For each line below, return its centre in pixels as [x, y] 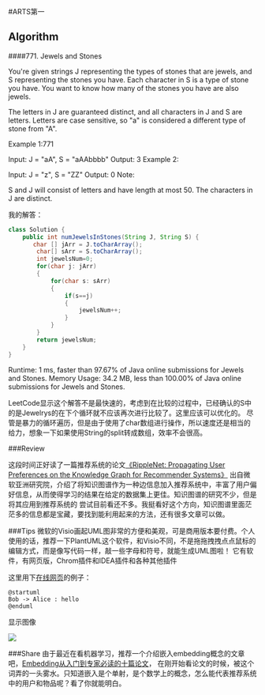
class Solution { [37, 229]
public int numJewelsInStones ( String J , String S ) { [111, 237]
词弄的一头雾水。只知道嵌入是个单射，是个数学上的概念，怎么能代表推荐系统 [132, 673]
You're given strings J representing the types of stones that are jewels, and [130, 71]
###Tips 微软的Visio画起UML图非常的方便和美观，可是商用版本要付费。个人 [132, 531]
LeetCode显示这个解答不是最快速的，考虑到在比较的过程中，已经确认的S [127, 402]
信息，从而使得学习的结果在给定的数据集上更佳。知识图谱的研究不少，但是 [136, 494]
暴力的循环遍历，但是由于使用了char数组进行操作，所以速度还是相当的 [136, 422]
